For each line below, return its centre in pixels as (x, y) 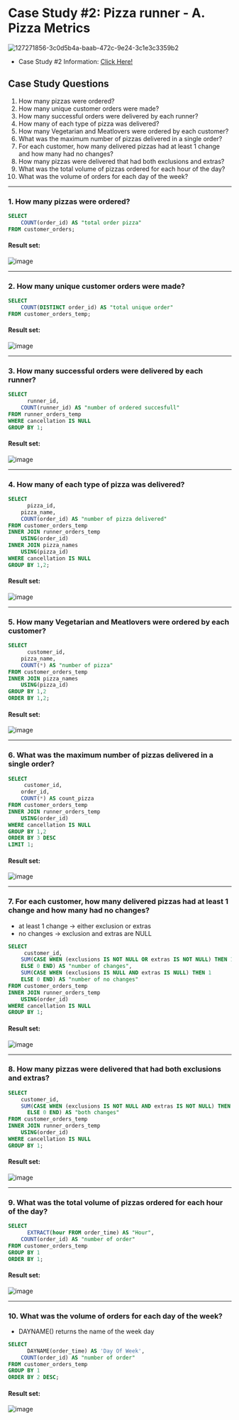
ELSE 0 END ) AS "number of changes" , (77, 967)
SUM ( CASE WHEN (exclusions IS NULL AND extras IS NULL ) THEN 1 (116, 973)
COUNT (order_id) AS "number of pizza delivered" (94, 519)
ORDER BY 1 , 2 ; (29, 698)
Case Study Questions (59, 84)
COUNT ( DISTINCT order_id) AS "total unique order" (97, 308)
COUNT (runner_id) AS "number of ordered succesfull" (100, 408)
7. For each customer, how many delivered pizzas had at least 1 (118, 901)
